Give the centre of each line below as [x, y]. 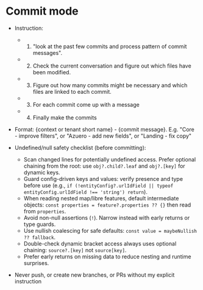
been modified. [52, 72]
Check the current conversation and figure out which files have [112, 66]
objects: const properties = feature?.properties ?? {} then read [107, 205]
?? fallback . [40, 237]
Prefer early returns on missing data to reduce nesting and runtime [107, 256]
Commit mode [42, 11]
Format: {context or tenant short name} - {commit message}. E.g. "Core [104, 129]
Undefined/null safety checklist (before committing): [80, 147]
